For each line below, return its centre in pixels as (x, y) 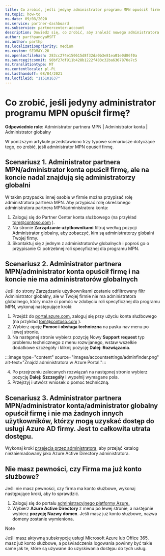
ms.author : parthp (24, 42)
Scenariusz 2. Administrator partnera (63, 264)
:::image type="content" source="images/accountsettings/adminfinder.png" (82, 357)
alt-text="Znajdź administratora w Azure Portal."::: (56, 363)
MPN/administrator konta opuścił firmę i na (72, 271)
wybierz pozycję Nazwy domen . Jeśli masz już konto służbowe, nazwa (84, 513)
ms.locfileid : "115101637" (33, 78)
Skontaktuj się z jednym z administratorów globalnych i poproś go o (81, 243)
